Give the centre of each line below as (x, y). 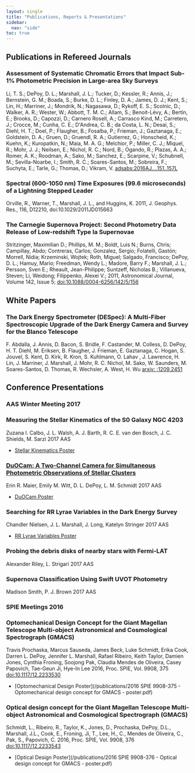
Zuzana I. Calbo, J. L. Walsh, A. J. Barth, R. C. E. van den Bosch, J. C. (89, 433)
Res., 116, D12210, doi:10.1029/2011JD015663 (59, 210)
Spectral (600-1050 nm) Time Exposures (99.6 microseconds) (96, 183)
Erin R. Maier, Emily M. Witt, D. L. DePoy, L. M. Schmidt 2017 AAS (84, 485)
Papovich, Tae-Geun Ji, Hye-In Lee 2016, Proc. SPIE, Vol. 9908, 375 (87, 669)
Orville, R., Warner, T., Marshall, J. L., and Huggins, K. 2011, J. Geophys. (92, 203)
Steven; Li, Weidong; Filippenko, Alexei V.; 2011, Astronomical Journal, (90, 276)
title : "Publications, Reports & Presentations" (66, 17)
